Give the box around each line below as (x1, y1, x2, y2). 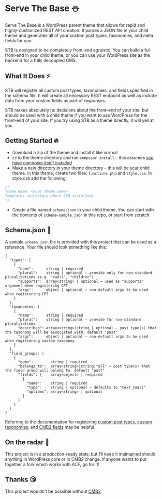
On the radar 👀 (5, 438, 49, 447)
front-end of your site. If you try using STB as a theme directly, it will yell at (5, 117, 154, 123)
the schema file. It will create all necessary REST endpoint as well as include (5, 92, 157, 98)
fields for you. (5, 37, 33, 43)
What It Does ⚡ (5, 72, 51, 80)
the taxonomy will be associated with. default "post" (5, 330, 118, 335)
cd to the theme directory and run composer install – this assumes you (12, 155, 154, 161)
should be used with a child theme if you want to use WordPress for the (5, 112, 147, 118)
